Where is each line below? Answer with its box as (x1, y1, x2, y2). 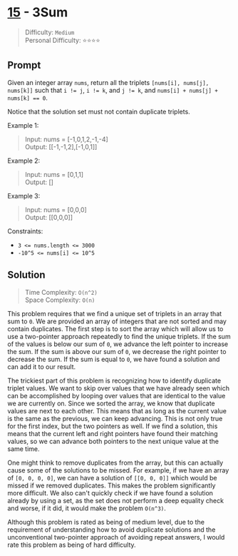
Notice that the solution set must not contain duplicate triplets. (7, 107, 190, 116)
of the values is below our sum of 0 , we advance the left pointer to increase (7, 340, 229, 348)
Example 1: (7, 121, 39, 129)
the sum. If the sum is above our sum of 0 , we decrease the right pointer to (7, 347, 227, 355)
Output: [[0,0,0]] (24, 213, 73, 221)
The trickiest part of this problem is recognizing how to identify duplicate (7, 376, 222, 385)
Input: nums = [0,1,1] (24, 170, 84, 178)
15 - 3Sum (7, 4, 68, 21)
